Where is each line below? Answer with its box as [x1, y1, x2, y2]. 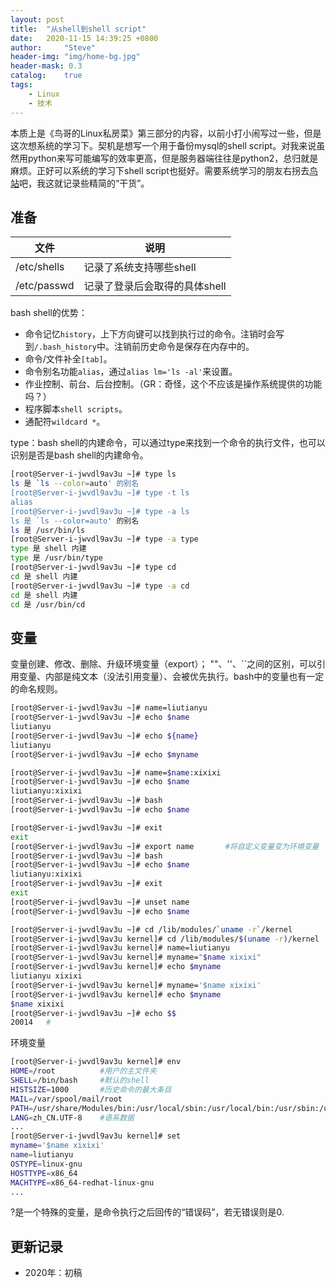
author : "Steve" [10, 42, 97, 53]
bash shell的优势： [10, 307, 88, 319]
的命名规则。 [10, 683, 63, 695]
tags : [10, 80, 33, 90]
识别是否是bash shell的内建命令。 [10, 449, 149, 461]
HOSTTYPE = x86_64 [10, 1168, 78, 1178]
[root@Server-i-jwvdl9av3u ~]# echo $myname [10, 749, 199, 760]
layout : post [10, 14, 65, 25]
